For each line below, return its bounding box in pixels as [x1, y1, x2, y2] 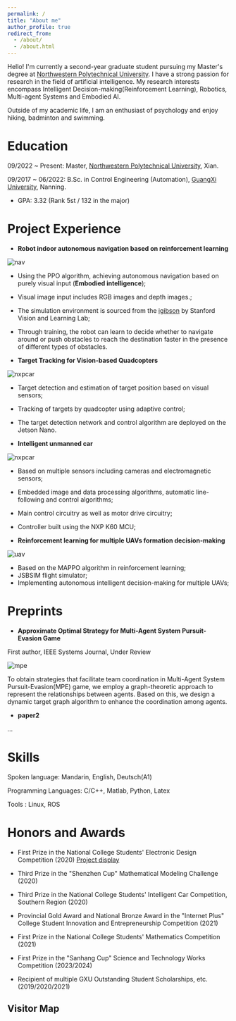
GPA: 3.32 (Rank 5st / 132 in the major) [17, 196, 130, 204]
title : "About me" [7, 17, 61, 24]
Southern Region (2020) [17, 898, 88, 906]
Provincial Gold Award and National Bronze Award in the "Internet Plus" [17, 911, 224, 920]
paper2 [17, 711, 40, 719]
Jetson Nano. [17, 426, 57, 434]
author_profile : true [7, 23, 71, 30]
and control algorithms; [45, 495, 113, 504]
